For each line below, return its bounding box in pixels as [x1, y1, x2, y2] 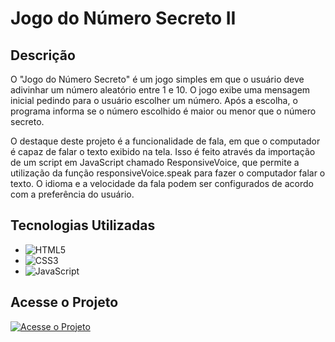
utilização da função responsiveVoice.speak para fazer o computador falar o [10, 167, 326, 179]
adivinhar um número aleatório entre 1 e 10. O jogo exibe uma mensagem [10, 84, 311, 96]
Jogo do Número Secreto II [10, 7, 237, 30]
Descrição [10, 47, 76, 64]
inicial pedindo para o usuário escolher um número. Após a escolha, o [10, 95, 298, 106]
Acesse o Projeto [10, 294, 119, 311]
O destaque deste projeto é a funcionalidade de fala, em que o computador [10, 135, 321, 147]
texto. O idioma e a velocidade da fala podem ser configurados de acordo [10, 178, 314, 189]
